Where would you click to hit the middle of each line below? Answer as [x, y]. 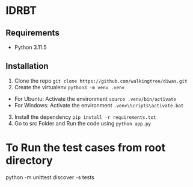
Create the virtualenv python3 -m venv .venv [69, 87]
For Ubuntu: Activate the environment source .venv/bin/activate [95, 99]
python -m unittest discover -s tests [50, 177]
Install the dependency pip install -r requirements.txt [85, 117]
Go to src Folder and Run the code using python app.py [83, 123]
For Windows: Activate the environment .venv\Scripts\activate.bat [99, 105]
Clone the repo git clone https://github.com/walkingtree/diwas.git [101, 81]
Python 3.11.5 [30, 47]
